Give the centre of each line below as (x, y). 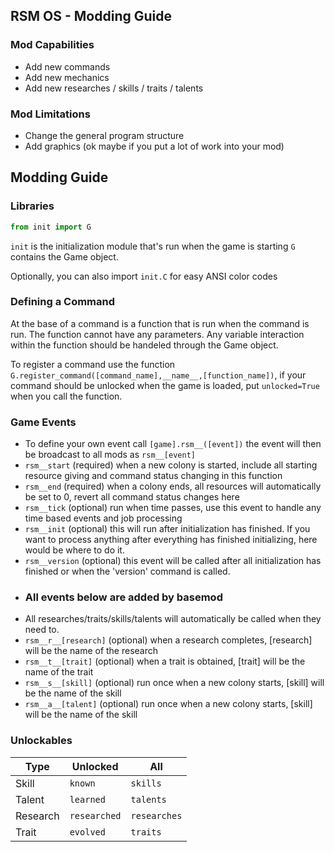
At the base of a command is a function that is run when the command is (160, 323)
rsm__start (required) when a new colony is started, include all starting (171, 465)
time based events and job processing (103, 518)
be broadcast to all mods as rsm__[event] (110, 455)
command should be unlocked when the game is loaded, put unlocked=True (165, 385)
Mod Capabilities (52, 45)
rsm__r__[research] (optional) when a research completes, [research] (168, 640)
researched (95, 815)
